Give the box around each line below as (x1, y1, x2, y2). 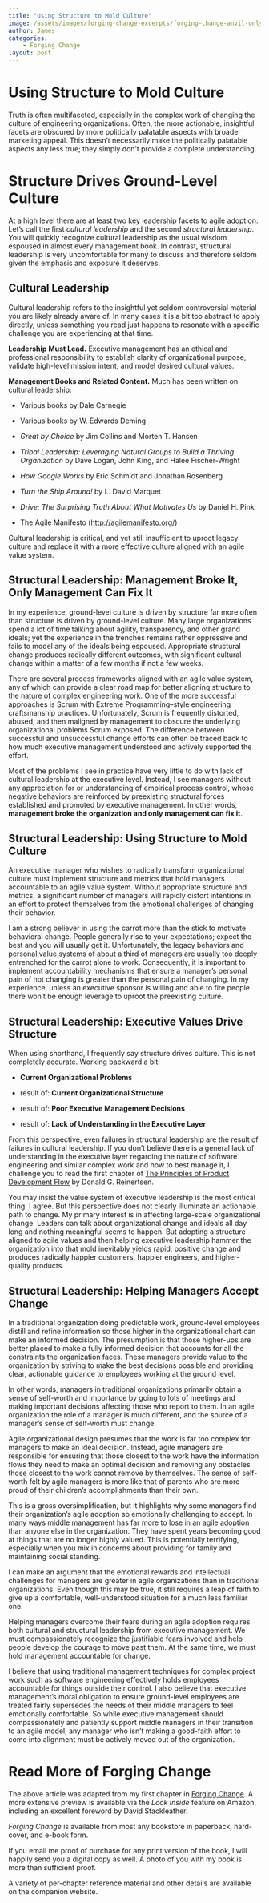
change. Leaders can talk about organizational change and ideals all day (8, 1219, 247, 1228)
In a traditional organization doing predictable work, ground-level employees (8, 1317, 260, 1327)
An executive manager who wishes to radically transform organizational (8, 865, 245, 875)
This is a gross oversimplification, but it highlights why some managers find (8, 1500, 257, 1510)
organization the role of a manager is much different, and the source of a (8, 1409, 248, 1419)
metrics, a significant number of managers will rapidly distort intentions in (8, 891, 251, 901)
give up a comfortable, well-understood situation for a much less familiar (8, 1592, 248, 1603)
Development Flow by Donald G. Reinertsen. (8, 1177, 155, 1187)
